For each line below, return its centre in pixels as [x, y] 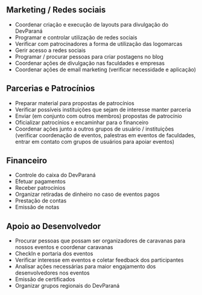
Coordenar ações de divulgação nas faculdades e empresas [90, 63]
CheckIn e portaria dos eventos [54, 254]
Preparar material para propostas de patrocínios [74, 103]
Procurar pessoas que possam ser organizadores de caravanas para [100, 241]
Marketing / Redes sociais [56, 10]
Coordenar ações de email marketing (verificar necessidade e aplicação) [106, 70]
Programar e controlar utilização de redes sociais [76, 37]
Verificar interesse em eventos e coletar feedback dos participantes [99, 260]
